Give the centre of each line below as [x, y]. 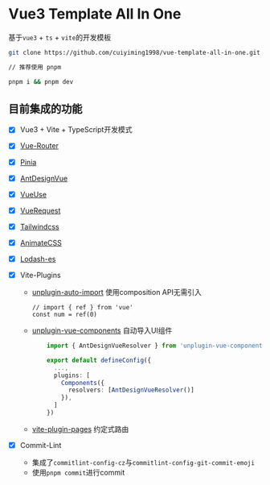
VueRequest [40, 210]
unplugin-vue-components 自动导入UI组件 [102, 330]
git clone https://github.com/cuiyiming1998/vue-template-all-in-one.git [135, 52]
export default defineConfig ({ [99, 360]
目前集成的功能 [45, 108]
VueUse [33, 194]
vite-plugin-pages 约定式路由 [80, 429]
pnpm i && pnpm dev [41, 81]
